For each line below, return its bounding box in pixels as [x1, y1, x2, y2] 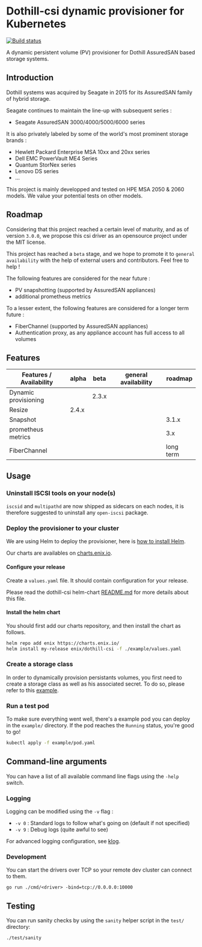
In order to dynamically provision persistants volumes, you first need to [6, 674, 182, 681]
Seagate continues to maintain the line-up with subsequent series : [6, 107, 172, 114]
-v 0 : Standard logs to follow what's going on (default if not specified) [14, 820, 191, 827]
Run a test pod [6, 701, 49, 710]
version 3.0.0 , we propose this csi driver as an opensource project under [6, 232, 188, 239]
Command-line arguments [6, 756, 107, 767]
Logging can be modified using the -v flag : [6, 808, 114, 815]
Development [6, 853, 47, 861]
